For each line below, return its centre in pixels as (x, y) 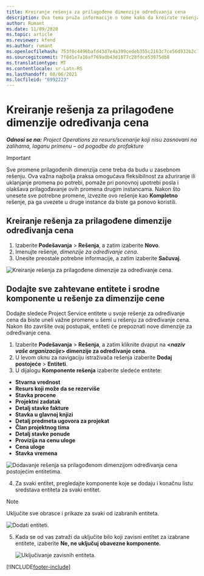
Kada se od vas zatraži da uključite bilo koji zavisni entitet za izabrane (102, 536)
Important (19, 158)
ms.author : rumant (29, 46)
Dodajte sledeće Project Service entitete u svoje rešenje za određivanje (96, 313)
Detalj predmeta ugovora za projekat (62, 421)
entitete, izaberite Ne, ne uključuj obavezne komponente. (88, 543)
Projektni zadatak (38, 401)
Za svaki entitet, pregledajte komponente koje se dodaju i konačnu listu (104, 483)
